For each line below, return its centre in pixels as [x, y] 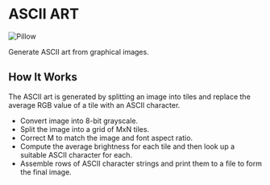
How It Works [43, 77]
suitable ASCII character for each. [76, 154]
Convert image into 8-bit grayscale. [79, 121]
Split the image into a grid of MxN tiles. [85, 129]
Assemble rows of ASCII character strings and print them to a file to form [141, 163]
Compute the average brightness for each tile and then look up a [127, 146]
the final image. [46, 172]
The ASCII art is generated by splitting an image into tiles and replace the [130, 97]
